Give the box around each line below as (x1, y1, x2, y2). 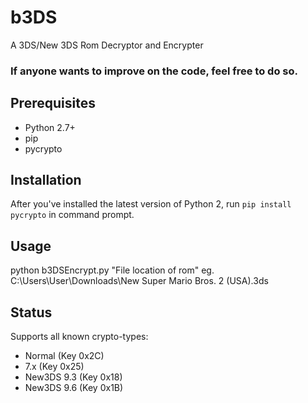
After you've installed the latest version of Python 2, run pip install (10, 198, 292, 210)
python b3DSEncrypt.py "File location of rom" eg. (10, 264, 215, 276)
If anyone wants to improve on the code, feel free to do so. (10, 64, 298, 78)
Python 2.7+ (24, 121, 76, 133)
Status (10, 304, 53, 321)
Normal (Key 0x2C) (24, 350, 105, 362)
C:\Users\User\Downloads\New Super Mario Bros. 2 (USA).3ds (10, 275, 269, 287)
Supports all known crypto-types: (10, 331, 149, 343)
